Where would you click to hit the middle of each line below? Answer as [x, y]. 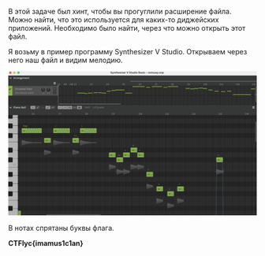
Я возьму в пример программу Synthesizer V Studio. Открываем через [128, 52]
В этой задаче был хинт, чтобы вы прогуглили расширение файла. [120, 11]
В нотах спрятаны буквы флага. [61, 228]
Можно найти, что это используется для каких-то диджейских [114, 20]
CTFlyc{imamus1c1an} [46, 243]
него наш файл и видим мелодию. [66, 60]
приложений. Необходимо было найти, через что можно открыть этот [127, 28]
